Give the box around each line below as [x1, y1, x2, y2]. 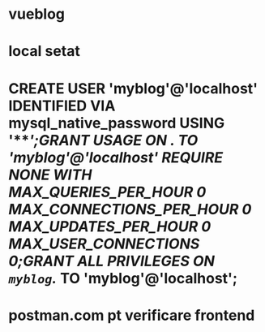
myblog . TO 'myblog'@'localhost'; [8, 269, 237, 287]
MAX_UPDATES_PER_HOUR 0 [8, 217, 212, 235]
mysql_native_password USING [8, 114, 225, 132]
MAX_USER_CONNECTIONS [8, 235, 200, 252]
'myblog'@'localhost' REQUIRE [8, 148, 224, 166]
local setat [8, 42, 81, 61]
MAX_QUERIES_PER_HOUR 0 [8, 183, 207, 201]
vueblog [8, 5, 66, 24]
